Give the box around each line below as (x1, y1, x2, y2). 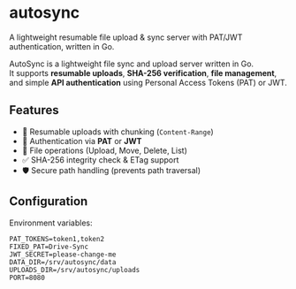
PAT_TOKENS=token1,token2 (9, 234, 104, 243)
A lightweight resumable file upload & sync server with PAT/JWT (9, 32, 243, 42)
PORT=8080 (9, 273, 46, 282)
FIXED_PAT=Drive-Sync (9, 242, 89, 251)
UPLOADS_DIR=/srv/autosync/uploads (9, 265, 140, 274)
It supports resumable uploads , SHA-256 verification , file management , (9, 67, 277, 78)
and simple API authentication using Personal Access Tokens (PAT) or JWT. (9, 77, 287, 87)
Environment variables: (9, 217, 93, 228)
